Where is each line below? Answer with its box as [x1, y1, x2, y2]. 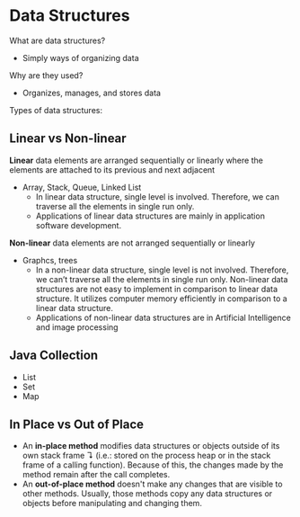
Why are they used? [9, 69, 84, 81]
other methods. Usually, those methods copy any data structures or [22, 488, 273, 499]
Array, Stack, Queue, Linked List [22, 182, 142, 192]
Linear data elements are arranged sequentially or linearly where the [9, 155, 263, 165]
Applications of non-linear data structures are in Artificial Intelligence [35, 312, 292, 323]
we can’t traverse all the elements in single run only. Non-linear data [35, 273, 288, 284]
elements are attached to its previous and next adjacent [9, 164, 216, 175]
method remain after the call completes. [22, 469, 171, 480]
